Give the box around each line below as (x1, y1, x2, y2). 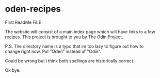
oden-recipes (5, 3, 61, 15)
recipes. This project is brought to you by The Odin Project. (5, 34, 124, 40)
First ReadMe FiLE (5, 19, 42, 25)
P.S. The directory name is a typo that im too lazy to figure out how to (5, 43, 144, 49)
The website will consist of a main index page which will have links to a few (5, 29, 155, 34)
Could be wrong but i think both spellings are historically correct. (5, 58, 135, 63)
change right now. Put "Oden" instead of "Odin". (5, 48, 102, 54)
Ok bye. (5, 67, 21, 73)
